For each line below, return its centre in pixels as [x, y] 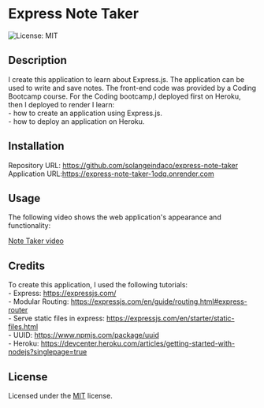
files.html [23, 327]
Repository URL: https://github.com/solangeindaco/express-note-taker [123, 165]
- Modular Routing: [39, 301]
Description [37, 60]
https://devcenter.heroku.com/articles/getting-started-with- [138, 343]
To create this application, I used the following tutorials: [98, 285]
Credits [27, 266]
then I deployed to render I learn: [61, 104]
